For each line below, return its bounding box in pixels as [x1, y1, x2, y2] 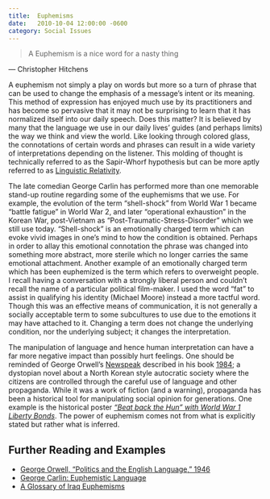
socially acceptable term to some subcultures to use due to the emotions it [8, 310, 256, 319]
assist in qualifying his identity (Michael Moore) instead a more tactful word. [8, 293, 260, 302]
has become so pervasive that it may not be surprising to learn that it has [8, 106, 251, 115]
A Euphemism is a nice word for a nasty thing [27, 49, 179, 59]
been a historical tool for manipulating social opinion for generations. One [8, 394, 252, 404]
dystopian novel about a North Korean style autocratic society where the [8, 368, 250, 378]
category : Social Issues [8, 27, 92, 35]
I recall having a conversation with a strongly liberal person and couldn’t [8, 276, 247, 285]
